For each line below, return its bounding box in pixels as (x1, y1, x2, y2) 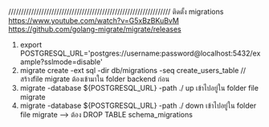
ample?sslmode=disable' (19, 57, 103, 67)
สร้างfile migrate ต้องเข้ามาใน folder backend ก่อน (19, 74, 170, 84)
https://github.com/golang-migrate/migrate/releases (8, 24, 182, 34)
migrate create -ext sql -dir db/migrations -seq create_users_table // (19, 66, 247, 75)
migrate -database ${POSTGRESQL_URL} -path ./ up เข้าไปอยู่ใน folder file (19, 84, 259, 92)
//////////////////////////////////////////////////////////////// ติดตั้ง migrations (8, 7, 224, 16)
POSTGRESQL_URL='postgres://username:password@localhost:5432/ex (19, 48, 261, 58)
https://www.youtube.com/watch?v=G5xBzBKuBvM (8, 16, 179, 25)
